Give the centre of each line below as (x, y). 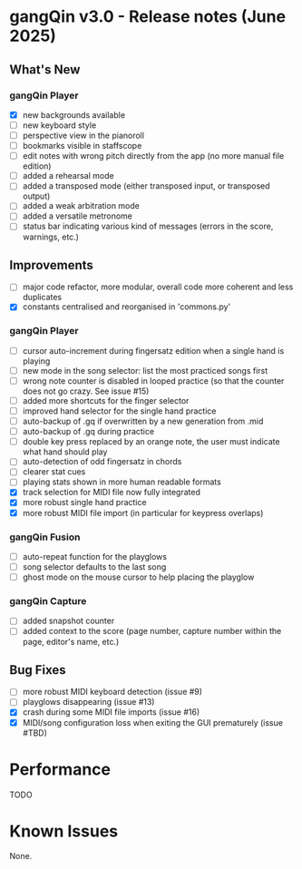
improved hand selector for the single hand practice (119, 411)
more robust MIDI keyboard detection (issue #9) (112, 692)
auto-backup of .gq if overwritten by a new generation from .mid (143, 421)
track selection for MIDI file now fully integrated (112, 493)
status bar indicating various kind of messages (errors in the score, (148, 226)
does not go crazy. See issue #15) (86, 391)
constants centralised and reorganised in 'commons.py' (127, 307)
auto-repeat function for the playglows (95, 556)
